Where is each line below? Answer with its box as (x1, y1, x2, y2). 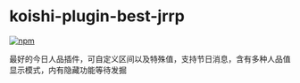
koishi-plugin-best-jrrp (9, 6, 186, 26)
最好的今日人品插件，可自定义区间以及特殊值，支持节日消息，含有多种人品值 (9, 53, 291, 64)
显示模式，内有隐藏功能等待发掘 (9, 64, 127, 75)
